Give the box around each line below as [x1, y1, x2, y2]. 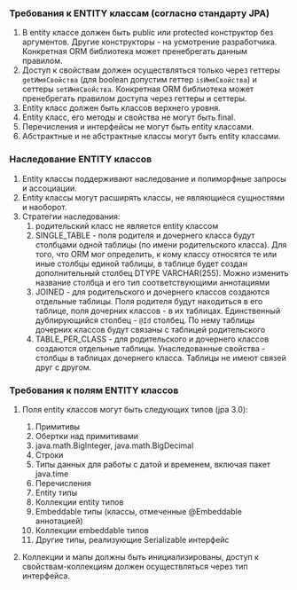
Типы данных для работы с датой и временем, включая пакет [35, 459, 271, 469]
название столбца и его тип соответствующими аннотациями [35, 277, 270, 287]
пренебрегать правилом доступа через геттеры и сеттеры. [21, 93, 247, 104]
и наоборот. [21, 201, 67, 212]
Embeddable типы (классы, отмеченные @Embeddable [35, 506, 242, 516]
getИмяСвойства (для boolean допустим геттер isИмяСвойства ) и [21, 75, 257, 85]
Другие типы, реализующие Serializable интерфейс [35, 534, 230, 545]
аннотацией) [35, 515, 83, 526]
